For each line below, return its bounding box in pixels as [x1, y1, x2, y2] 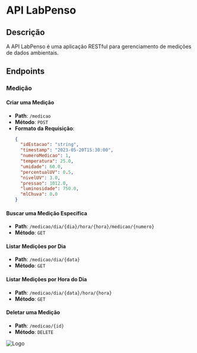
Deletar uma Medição [6, 309, 61, 316]
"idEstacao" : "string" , [20, 142, 79, 148]
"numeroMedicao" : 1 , [20, 152, 71, 159]
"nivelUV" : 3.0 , [20, 174, 61, 181]
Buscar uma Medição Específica [6, 209, 88, 217]
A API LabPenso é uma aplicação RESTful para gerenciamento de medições [6, 43, 192, 50]
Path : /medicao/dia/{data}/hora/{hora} [14, 289, 112, 296]
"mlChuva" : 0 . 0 [20, 191, 58, 198]
